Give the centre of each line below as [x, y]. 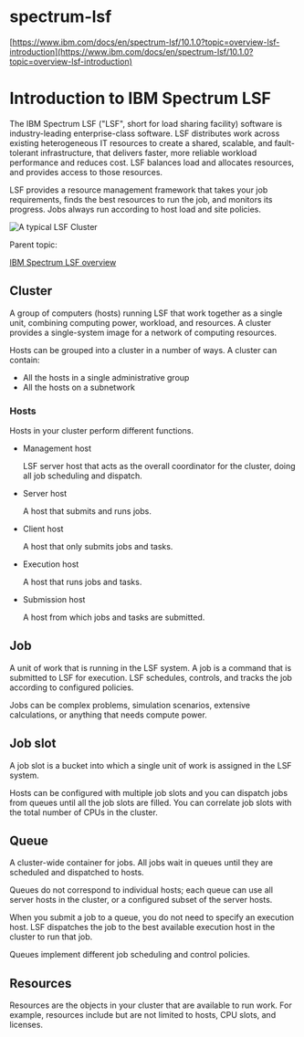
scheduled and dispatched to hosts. [77, 873]
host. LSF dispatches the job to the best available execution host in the [142, 927]
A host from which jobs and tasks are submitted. [114, 617]
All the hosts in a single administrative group [106, 377]
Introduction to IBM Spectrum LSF [140, 99]
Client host [43, 529]
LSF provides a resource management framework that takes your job [139, 190]
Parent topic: [33, 245]
